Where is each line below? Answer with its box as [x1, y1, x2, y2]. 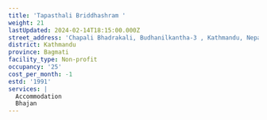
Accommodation [15, 92, 62, 100]
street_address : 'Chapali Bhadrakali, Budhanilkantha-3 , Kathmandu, [8, 33, 244, 42]
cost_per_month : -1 [8, 70, 73, 78]
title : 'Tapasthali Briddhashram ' [8, 11, 126, 20]
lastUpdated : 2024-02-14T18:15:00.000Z [8, 26, 141, 34]
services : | [8, 84, 48, 93]
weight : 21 [8, 19, 44, 27]
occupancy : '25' [8, 63, 62, 71]
